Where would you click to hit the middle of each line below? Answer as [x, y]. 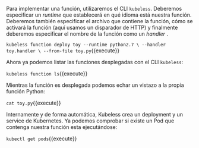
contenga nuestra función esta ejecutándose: [62, 127]
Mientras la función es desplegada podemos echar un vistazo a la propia [95, 85]
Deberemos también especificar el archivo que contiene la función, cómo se [99, 21]
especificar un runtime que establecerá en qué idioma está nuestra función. [99, 15]
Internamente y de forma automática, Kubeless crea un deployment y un [94, 114]
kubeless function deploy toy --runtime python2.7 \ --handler [86, 45]
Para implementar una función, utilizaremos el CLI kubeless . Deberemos [94, 9]
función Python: [26, 91]
